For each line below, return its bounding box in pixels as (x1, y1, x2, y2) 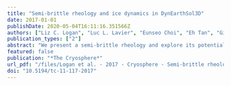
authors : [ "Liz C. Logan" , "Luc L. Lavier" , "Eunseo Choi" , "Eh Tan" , (7, 29, 214, 36)
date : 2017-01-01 (7, 16, 57, 23)
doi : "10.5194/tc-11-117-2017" (7, 67, 97, 74)
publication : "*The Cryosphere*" (7, 55, 103, 62)
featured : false (7, 49, 54, 56)
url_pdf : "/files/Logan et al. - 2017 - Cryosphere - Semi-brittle (7, 61, 205, 68)
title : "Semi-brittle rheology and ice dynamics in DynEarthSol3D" (7, 10, 205, 17)
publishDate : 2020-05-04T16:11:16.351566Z (7, 23, 131, 29)
